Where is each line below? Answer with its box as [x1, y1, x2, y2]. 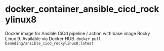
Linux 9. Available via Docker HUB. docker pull [5, 36, 101, 42]
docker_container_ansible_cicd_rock [5, 3, 160, 15]
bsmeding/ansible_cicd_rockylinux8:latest [5, 41, 94, 46]
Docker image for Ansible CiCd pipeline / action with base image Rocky [5, 30, 150, 36]
